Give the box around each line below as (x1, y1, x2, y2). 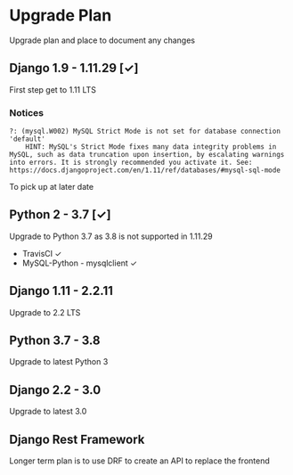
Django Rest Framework (9, 431, 145, 446)
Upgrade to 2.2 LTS (9, 307, 81, 317)
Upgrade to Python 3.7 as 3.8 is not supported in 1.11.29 (9, 231, 213, 242)
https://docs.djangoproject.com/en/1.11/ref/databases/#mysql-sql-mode (9, 166, 281, 175)
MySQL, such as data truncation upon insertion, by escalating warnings (9, 151, 285, 160)
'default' (9, 135, 46, 143)
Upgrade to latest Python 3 (9, 356, 109, 367)
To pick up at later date (9, 182, 94, 192)
